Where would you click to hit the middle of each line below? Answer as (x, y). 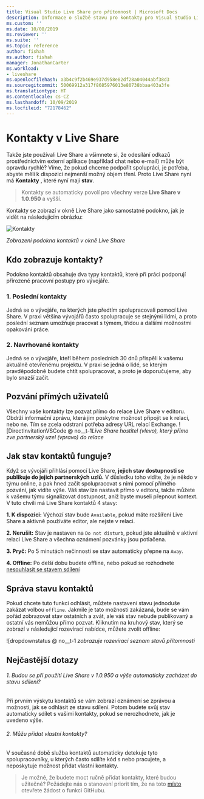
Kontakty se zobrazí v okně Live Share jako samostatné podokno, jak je (95, 211)
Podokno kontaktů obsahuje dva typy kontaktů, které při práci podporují (96, 275)
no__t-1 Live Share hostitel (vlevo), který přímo (131, 430)
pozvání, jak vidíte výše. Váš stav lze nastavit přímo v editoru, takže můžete (101, 490)
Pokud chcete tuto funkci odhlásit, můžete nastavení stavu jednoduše (93, 603)
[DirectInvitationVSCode (36, 430)
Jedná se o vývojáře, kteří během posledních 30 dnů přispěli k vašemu (95, 358)
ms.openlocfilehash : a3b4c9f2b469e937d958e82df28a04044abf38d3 (88, 80)
